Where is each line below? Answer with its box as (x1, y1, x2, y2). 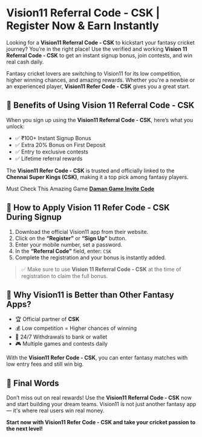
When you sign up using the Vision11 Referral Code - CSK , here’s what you (6, 116, 194, 123)
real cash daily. (6, 58, 44, 65)
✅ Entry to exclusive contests (15, 148, 89, 155)
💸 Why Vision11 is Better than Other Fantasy (6, 290, 174, 300)
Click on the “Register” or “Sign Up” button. (15, 235, 127, 242)
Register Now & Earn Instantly (6, 19, 159, 33)
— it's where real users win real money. (6, 407, 105, 414)
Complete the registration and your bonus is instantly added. (15, 254, 166, 261)
